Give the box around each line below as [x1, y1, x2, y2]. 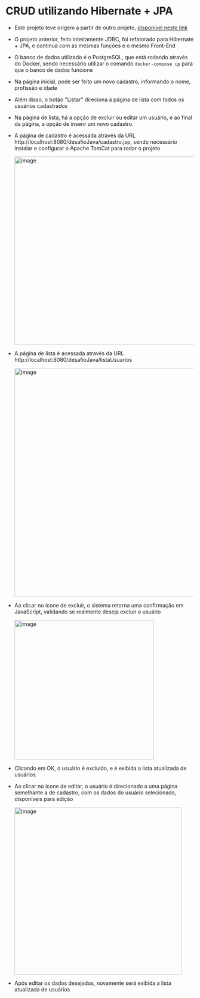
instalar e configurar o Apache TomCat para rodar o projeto [14, 144, 161, 152]
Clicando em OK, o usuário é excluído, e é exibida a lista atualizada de [14, 764, 187, 772]
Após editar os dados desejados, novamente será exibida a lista [14, 979, 171, 987]
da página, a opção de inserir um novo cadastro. [14, 120, 134, 127]
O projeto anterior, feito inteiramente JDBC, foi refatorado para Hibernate [14, 35, 194, 43]
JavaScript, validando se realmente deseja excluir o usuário [14, 608, 161, 615]
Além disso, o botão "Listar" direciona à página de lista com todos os [14, 96, 184, 103]
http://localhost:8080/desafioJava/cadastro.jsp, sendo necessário [14, 138, 177, 145]
